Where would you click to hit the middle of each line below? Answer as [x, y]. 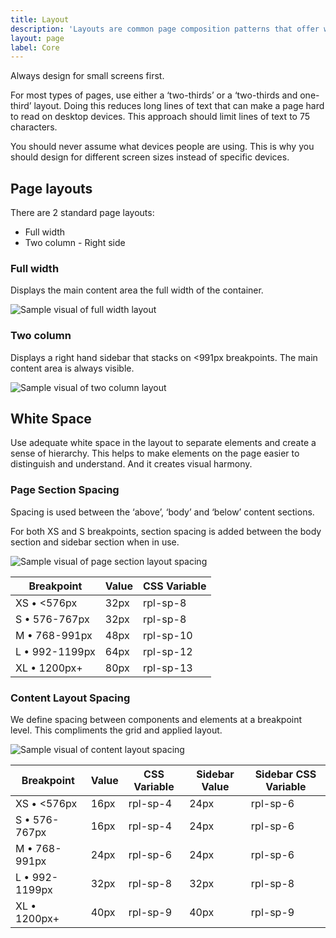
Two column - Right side [75, 243]
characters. [34, 127]
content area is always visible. [72, 368]
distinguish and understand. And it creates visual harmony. [131, 464]
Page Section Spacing [65, 490]
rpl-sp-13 [167, 668]
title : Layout [40, 19]
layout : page [37, 38]
